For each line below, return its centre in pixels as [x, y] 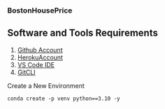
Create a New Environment [46, 85]
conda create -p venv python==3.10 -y [64, 99]
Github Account [40, 50]
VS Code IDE [36, 64]
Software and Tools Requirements [83, 33]
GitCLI [27, 72]
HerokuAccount [40, 57]
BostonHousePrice [40, 10]
